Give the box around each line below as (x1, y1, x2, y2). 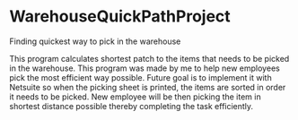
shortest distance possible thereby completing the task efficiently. (9, 100, 254, 111)
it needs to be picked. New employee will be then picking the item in (9, 91, 262, 102)
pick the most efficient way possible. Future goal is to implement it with (9, 72, 272, 82)
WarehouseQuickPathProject (9, 6, 231, 27)
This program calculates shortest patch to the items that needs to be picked (9, 53, 290, 64)
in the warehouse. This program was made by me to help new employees (9, 63, 280, 73)
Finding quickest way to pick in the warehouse (9, 36, 181, 47)
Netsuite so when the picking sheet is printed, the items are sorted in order (9, 81, 286, 92)
